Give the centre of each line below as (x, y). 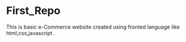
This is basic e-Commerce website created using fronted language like (93, 27)
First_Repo (33, 11)
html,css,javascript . (31, 33)
